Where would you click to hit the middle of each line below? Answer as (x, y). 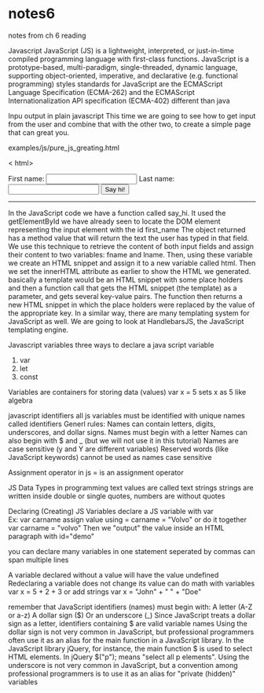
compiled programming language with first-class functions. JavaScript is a (129, 59)
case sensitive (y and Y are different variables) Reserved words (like (119, 449)
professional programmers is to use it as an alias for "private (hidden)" (122, 673)
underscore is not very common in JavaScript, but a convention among (123, 665)
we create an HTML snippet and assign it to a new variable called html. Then (132, 263)
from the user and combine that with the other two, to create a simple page (130, 124)
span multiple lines (38, 560)
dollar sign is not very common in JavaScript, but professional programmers (131, 632)
